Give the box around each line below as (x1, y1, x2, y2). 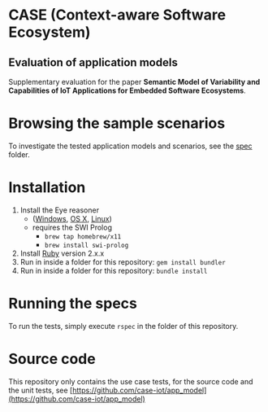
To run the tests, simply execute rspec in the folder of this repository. (8, 321, 239, 331)
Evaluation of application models (8, 55, 179, 69)
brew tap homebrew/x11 (44, 232, 122, 241)
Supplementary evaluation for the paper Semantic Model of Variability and (8, 77, 261, 86)
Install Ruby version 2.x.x (19, 248, 105, 258)
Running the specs (8, 295, 138, 313)
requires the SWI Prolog (32, 222, 112, 232)
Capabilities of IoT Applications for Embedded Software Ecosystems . (8, 85, 246, 95)
